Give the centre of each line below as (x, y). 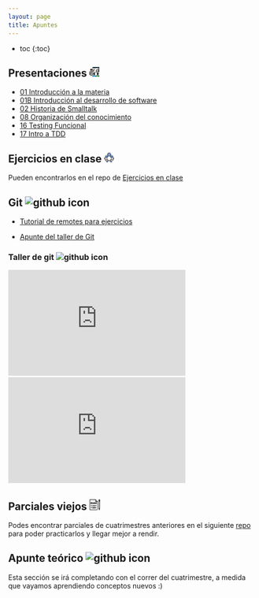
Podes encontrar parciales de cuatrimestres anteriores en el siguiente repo (129, 526)
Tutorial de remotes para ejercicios (76, 221)
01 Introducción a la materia (65, 92)
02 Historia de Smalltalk (58, 109)
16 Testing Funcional (53, 125)
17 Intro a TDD (43, 134)
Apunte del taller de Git (57, 236)
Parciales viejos (48, 506)
